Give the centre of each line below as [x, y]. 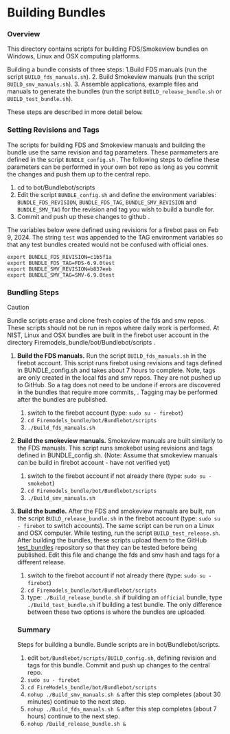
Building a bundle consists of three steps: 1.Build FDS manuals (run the [107, 69]
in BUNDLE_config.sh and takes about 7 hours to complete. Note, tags [116, 370]
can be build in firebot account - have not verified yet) [93, 463]
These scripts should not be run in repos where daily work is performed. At [113, 328]
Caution [18, 308]
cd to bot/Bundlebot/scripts [56, 187]
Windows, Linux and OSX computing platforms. [74, 56]
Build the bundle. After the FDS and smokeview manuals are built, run [116, 511]
